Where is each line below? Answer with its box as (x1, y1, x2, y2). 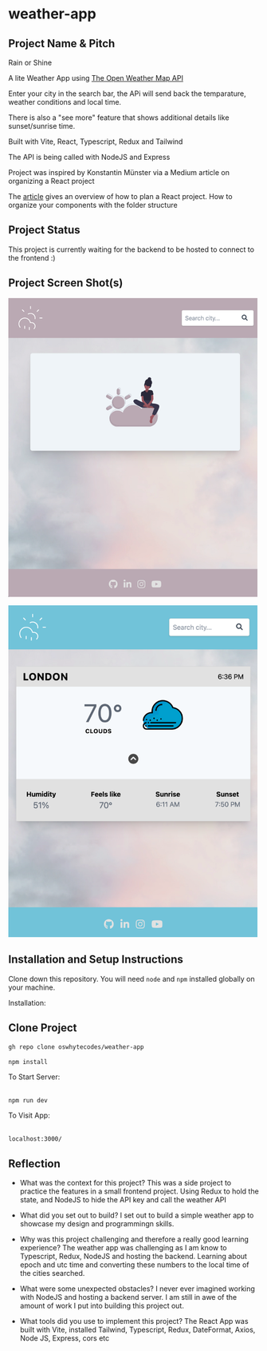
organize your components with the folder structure (8, 201, 178, 209)
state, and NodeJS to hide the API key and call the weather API (19, 1195, 227, 1205)
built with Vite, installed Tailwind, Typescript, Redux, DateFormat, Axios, (19, 1325, 256, 1335)
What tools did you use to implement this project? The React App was (19, 1317, 249, 1326)
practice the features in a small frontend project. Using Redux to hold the (19, 1186, 259, 1196)
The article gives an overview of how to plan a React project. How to (8, 192, 233, 201)
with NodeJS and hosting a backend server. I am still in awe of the (19, 1293, 238, 1302)
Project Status (8, 223, 81, 237)
